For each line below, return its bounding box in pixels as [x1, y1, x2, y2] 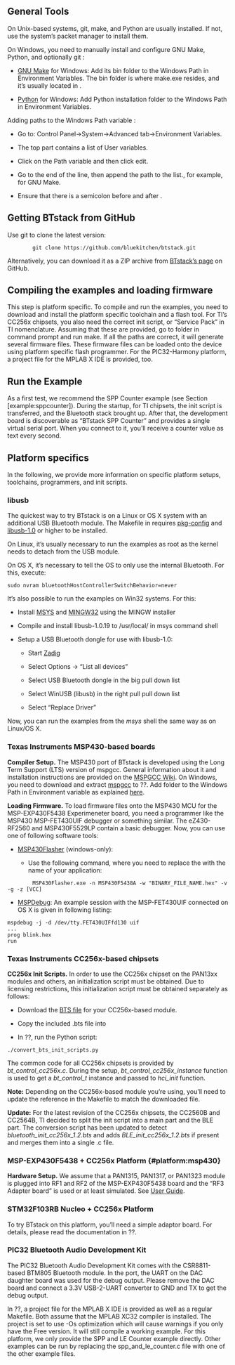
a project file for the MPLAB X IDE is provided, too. [7, 355, 153, 364]
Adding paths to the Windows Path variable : [7, 116, 136, 124]
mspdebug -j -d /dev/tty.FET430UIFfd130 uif [7, 919, 140, 926]
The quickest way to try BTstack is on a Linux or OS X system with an [7, 511, 208, 520]
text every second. [7, 431, 62, 440]
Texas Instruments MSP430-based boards [7, 742, 156, 752]
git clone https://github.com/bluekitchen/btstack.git [32, 244, 196, 252]
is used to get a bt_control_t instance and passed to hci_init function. [7, 1073, 206, 1082]
